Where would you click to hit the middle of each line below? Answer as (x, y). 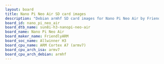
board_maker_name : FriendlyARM (37, 37)
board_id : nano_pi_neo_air (32, 23)
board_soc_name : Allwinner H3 (36, 41)
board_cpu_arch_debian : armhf (36, 54)
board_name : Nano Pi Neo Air (35, 32)
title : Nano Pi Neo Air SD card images (46, 14)
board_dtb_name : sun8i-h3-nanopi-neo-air (48, 27)
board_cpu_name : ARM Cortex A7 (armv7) (46, 45)
